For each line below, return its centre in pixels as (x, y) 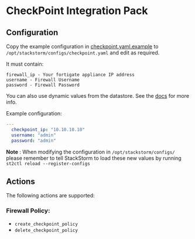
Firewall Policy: (28, 211)
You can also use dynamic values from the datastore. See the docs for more (97, 96)
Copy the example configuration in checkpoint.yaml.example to (83, 46)
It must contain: (25, 64)
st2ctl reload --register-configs (48, 163)
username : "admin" (34, 135)
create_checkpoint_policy (46, 224)
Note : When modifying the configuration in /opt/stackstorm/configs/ (90, 152)
